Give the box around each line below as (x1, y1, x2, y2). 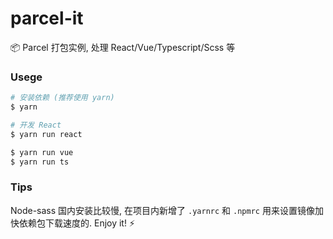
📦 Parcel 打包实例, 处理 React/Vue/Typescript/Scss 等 (10, 41, 236, 53)
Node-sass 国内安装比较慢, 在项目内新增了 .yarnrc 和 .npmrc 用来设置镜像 (10, 204, 315, 216)
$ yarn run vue (10, 147, 74, 157)
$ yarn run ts (10, 157, 70, 167)
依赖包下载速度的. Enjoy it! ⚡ (18, 217, 136, 229)
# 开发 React (10, 120, 62, 130)
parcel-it (10, 7, 84, 30)
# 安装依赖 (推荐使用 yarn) (10, 93, 115, 103)
